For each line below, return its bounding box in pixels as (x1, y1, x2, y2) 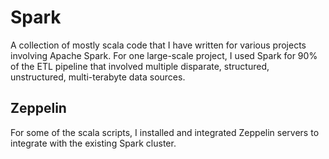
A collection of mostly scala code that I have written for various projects (10, 39, 307, 51)
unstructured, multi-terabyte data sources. (10, 71, 186, 83)
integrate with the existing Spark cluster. (10, 137, 177, 149)
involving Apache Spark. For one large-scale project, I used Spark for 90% (10, 49, 318, 61)
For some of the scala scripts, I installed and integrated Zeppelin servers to (10, 126, 320, 138)
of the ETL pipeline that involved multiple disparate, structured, (10, 60, 270, 72)
